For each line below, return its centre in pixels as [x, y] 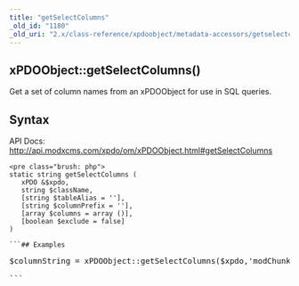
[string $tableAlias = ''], [73, 198]
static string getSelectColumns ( [73, 175]
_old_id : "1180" [39, 26]
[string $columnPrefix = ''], [77, 206]
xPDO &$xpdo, [45, 183]
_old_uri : [28, 34]
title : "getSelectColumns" [59, 17]
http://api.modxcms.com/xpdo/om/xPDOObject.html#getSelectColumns [141, 151]
